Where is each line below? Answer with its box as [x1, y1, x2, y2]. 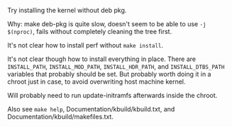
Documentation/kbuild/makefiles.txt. [7, 113, 114, 121]
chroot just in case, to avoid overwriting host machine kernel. [7, 77, 186, 86]
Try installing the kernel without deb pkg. [7, 6, 127, 14]
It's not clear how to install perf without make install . [7, 41, 164, 49]
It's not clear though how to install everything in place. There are [7, 55, 197, 63]
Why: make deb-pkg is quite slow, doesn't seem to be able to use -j [7, 20, 206, 28]
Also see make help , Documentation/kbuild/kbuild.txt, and [7, 105, 175, 113]
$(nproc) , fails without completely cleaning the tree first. [7, 28, 172, 35]
